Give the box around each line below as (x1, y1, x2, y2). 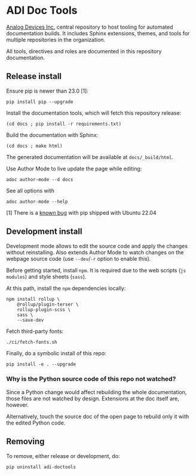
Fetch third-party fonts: (6, 327, 64, 335)
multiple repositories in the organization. (6, 36, 106, 43)
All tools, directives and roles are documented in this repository (6, 47, 162, 54)
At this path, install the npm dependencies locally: (6, 285, 126, 292)
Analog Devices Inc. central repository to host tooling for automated (6, 23, 173, 30)
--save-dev (17, 317, 44, 323)
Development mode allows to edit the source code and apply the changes (6, 242, 188, 249)
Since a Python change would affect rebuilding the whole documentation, (6, 388, 187, 395)
